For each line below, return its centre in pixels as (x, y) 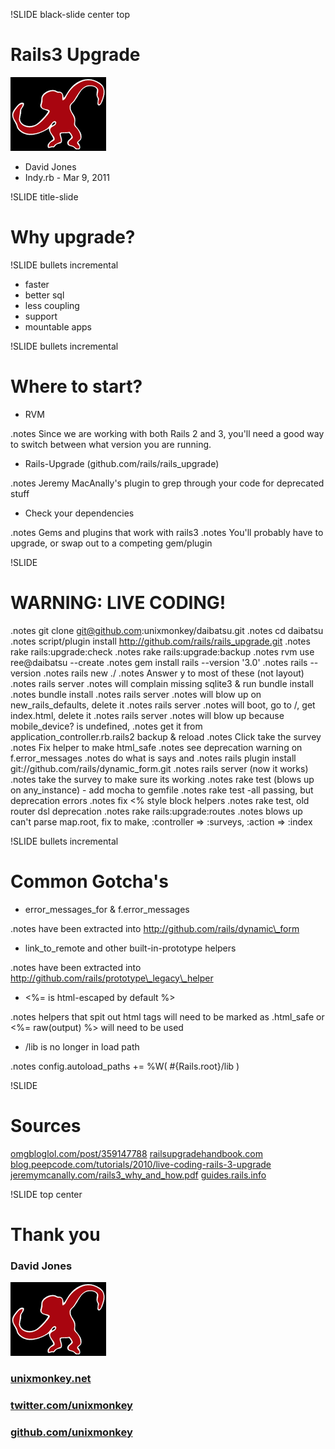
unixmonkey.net (51, 1379)
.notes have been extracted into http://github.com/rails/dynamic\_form (155, 928)
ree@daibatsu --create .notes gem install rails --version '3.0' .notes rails (159, 662)
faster (37, 284)
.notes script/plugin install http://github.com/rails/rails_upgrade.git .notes (160, 641)
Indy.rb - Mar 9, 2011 (67, 177)
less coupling (52, 305)
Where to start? (76, 386)
